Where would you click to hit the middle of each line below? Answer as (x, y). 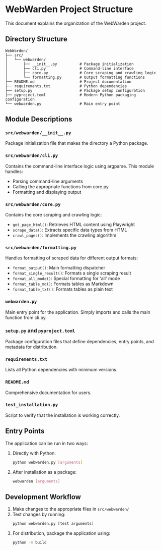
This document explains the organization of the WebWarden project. (76, 23)
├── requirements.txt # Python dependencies (66, 86)
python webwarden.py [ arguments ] (48, 462)
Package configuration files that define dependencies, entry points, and (80, 341)
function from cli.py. (26, 317)
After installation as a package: (45, 472)
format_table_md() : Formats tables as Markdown (63, 284)
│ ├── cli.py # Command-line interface (70, 68)
